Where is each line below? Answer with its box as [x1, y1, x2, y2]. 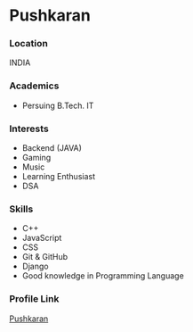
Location [9, 37, 49, 50]
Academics [9, 79, 60, 92]
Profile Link [9, 293, 60, 305]
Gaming [21, 153, 52, 163]
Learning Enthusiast [21, 171, 96, 182]
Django [21, 261, 49, 272]
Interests [9, 122, 49, 135]
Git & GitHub [21, 252, 68, 262]
